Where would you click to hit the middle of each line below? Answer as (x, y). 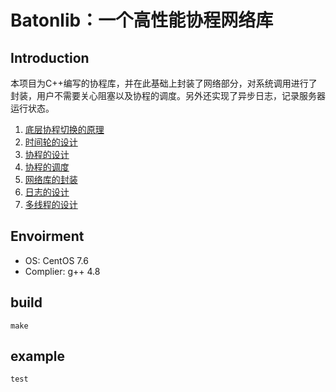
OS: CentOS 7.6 (56, 260)
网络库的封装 (51, 179)
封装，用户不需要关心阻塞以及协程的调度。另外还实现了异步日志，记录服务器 (168, 95)
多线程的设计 (51, 204)
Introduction (50, 57)
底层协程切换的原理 (64, 129)
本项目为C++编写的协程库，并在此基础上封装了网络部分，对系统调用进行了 (164, 83)
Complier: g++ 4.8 (62, 271)
